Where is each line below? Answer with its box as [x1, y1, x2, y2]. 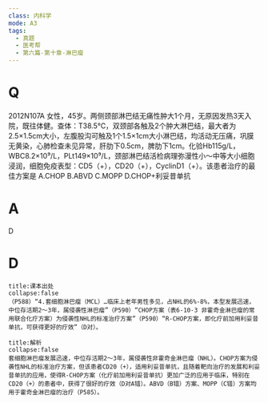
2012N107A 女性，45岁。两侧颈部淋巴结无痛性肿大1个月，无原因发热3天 [8, 111, 246, 120]
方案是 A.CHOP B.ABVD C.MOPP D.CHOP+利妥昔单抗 [14, 171, 191, 180]
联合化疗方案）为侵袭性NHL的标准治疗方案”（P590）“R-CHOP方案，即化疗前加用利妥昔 [14, 314, 258, 323]
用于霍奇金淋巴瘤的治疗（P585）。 [8, 388, 104, 397]
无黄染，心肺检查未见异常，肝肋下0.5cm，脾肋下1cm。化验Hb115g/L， [8, 141, 240, 151]
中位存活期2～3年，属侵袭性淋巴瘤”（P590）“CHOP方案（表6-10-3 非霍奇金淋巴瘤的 [8, 306, 250, 314]
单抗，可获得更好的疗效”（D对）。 [8, 323, 102, 331]
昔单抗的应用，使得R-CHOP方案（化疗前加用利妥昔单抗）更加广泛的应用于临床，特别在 [8, 371, 250, 379]
